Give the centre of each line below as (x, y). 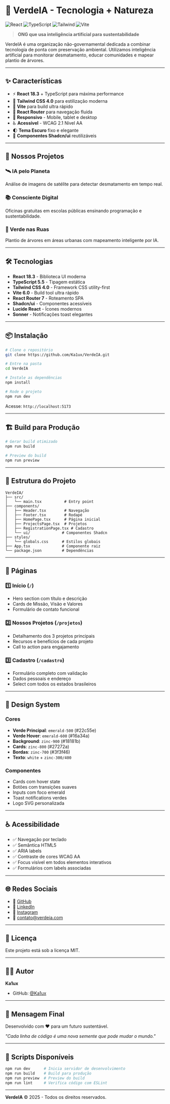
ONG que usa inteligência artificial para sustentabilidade (78, 34)
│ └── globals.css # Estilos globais (53, 542)
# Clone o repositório (29, 350)
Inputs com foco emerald (39, 792)
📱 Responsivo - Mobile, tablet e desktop (55, 117)
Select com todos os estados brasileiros (54, 684)
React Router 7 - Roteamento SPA (48, 298)
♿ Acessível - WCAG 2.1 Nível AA (47, 123)
